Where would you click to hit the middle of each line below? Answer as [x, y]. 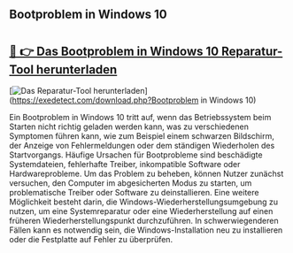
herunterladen [77, 69]
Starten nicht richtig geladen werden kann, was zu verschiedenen [129, 126]
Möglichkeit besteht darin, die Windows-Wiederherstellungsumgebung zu [144, 202]
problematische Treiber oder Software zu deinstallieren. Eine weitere [134, 192]
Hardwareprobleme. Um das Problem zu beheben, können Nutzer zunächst [146, 173]
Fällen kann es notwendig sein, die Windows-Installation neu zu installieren [146, 230]
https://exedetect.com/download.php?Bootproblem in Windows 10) [134, 100]
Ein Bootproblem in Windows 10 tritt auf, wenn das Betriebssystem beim [140, 117]
